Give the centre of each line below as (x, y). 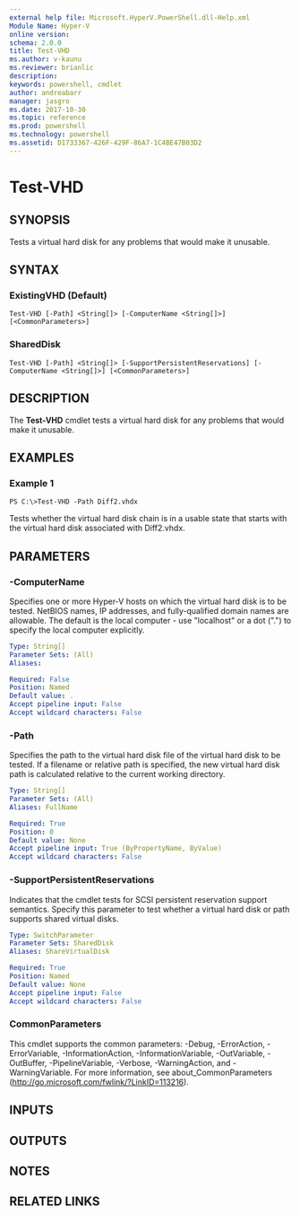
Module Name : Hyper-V (50, 26)
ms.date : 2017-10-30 (48, 109)
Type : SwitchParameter (51, 935)
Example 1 (32, 483)
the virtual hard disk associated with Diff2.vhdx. (97, 528)
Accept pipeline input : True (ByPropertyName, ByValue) (116, 849)
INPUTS (31, 1110)
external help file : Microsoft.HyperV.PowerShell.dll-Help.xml (130, 17)
